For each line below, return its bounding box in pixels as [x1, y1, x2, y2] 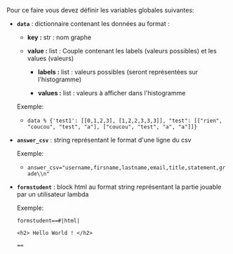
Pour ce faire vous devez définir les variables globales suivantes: [6, 6, 194, 14]
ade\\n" [27, 171, 50, 178]
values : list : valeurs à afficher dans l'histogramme [37, 89, 186, 97]
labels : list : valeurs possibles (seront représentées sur [37, 68, 199, 76]
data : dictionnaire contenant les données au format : [16, 20, 170, 27]
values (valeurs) [27, 54, 74, 62]
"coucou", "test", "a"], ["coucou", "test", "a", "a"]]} [27, 123, 198, 131]
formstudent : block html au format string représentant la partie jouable [16, 182, 222, 191]
